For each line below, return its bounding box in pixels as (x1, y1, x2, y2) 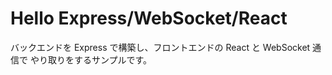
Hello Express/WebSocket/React (10, 7, 288, 30)
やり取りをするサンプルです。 (29, 53, 153, 66)
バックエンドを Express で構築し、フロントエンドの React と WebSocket (10, 41, 311, 53)
